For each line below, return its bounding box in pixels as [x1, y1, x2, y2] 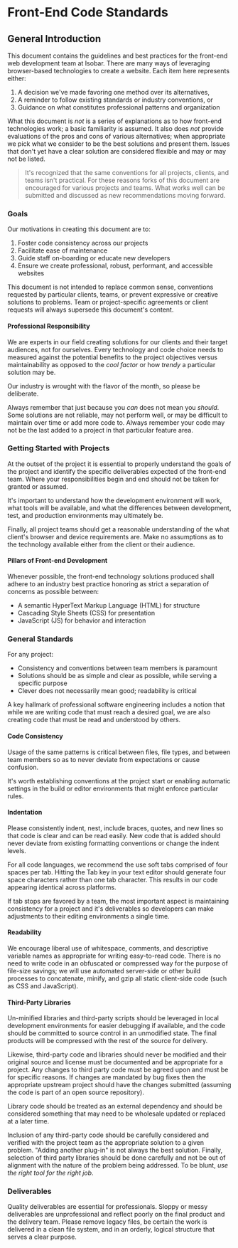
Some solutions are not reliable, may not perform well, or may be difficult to [7, 411, 228, 419]
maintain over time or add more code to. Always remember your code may [7, 418, 225, 427]
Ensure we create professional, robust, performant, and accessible [17, 261, 213, 270]
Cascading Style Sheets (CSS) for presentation [17, 609, 156, 617]
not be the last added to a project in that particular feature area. [7, 425, 193, 434]
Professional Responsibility [7, 322, 90, 330]
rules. [7, 791, 24, 800]
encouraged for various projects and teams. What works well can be [24, 184, 225, 192]
